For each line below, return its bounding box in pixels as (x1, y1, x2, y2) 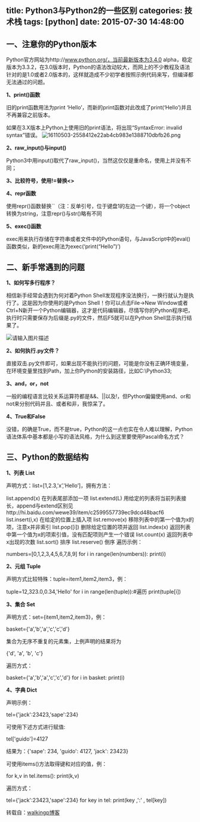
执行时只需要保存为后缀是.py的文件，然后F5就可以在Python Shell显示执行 (6, 314, 187, 322)
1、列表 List (6, 469, 35, 476)
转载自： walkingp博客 (6, 809, 60, 816)
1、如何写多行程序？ (6, 279, 56, 286)
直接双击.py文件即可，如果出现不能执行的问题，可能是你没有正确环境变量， (6, 360, 192, 367)
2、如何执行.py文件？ (6, 347, 60, 355)
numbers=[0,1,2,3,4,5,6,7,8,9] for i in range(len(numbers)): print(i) (6, 550, 166, 557)
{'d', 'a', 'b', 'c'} (6, 649, 44, 656)
